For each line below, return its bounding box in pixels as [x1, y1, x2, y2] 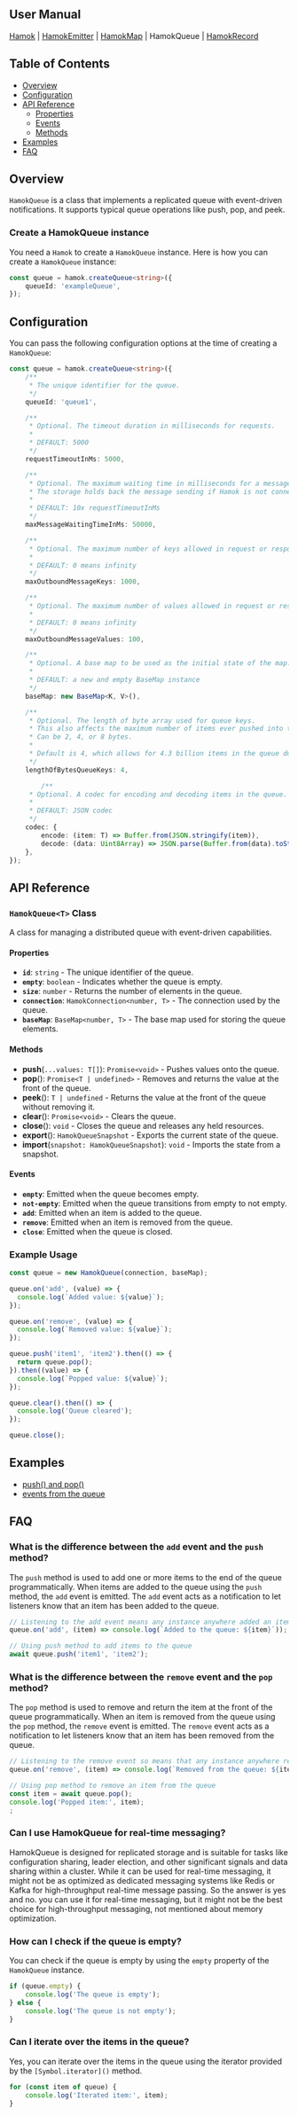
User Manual [9, 7, 82, 22]
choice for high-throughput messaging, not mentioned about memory [9, 1903, 263, 1914]
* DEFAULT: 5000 [28, 438, 90, 447]
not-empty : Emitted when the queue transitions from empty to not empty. [21, 1197, 287, 1209]
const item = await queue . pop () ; [9, 1789, 133, 1799]
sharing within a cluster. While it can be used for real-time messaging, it [9, 1866, 271, 1877]
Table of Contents [9, 57, 111, 72]
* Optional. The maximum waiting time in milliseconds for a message [28, 479, 292, 488]
